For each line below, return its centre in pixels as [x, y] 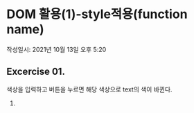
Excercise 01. [36, 72]
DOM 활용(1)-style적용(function [97, 14]
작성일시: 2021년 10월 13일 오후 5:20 [56, 49]
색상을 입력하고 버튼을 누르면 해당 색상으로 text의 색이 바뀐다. [89, 89]
